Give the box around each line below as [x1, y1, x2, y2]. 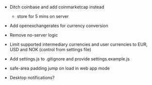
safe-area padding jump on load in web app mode [9, 65, 110, 71]
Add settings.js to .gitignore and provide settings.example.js [9, 56, 130, 62]
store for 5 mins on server [17, 14, 69, 19]
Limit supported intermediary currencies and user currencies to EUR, [9, 42, 148, 47]
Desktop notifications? [9, 75, 55, 80]
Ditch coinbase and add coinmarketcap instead [9, 4, 104, 10]
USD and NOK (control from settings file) [9, 47, 91, 52]
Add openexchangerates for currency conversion [9, 23, 108, 28]
